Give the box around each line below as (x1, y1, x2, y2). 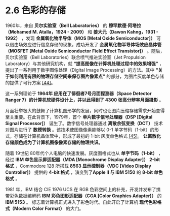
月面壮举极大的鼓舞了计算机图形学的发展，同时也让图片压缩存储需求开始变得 (5, 107, 165, 113)
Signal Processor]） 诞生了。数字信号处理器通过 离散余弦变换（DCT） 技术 (5, 120, 163, 126)
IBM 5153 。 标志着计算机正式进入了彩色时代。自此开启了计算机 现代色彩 (5, 199, 157, 205)
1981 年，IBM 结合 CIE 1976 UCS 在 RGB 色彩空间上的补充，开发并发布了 (5, 186, 156, 192)
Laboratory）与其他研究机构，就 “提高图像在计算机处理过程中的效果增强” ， (5, 60, 164, 67)
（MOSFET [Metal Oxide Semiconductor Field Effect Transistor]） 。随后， (5, 48, 165, 54)
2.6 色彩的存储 (5, 5, 66, 16)
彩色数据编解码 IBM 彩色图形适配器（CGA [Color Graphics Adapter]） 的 (9, 193, 162, 199)
